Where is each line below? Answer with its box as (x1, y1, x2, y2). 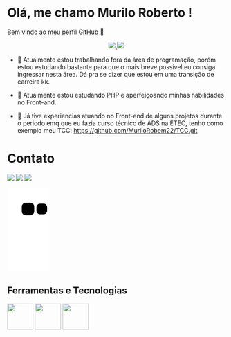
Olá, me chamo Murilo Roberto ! (7, 5, 192, 21)
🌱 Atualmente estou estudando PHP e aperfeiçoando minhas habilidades (17, 91, 225, 99)
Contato (7, 151, 55, 167)
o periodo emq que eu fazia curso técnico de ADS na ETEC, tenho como (17, 119, 223, 127)
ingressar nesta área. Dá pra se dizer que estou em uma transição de (17, 70, 214, 78)
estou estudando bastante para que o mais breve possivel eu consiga (17, 62, 216, 71)
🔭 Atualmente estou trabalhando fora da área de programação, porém (17, 55, 216, 64)
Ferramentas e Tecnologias (7, 285, 128, 297)
